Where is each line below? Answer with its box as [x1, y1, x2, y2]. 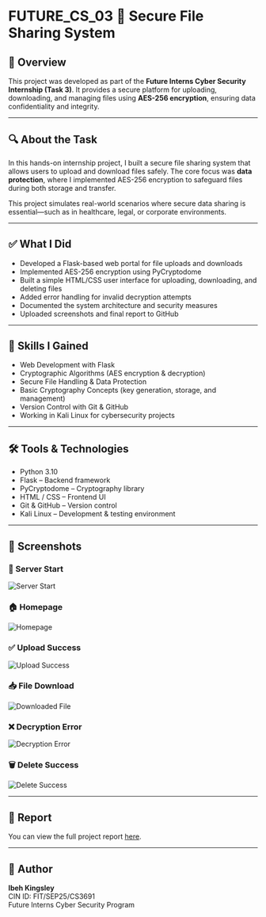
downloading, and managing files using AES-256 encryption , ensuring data [8, 93, 256, 102]
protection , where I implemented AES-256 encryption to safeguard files [8, 174, 243, 185]
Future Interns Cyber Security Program [8, 900, 135, 910]
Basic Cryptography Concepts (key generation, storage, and [19, 386, 216, 395]
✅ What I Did [8, 238, 72, 251]
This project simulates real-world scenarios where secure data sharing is [8, 198, 246, 208]
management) [19, 394, 66, 403]
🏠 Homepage [8, 601, 63, 612]
